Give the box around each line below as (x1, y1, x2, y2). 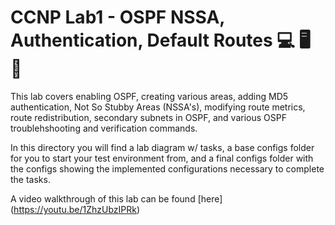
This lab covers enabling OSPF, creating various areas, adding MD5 (10, 90, 289, 102)
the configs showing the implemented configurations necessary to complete (10, 162, 325, 175)
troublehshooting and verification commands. (10, 122, 198, 134)
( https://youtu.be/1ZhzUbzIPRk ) (10, 203, 141, 215)
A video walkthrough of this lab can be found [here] (10, 192, 223, 205)
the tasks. (10, 173, 51, 185)
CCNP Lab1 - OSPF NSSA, (10, 6, 225, 29)
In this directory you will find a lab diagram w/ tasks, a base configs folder (10, 141, 315, 153)
